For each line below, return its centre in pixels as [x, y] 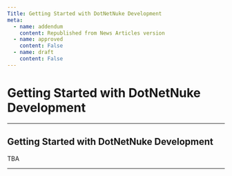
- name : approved [38, 39]
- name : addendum [38, 26]
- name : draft [33, 53]
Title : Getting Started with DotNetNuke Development [85, 14]
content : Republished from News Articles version [93, 33]
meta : [15, 20]
